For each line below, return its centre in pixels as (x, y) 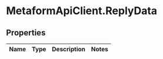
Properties (26, 33)
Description (69, 49)
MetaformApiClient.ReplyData (82, 11)
